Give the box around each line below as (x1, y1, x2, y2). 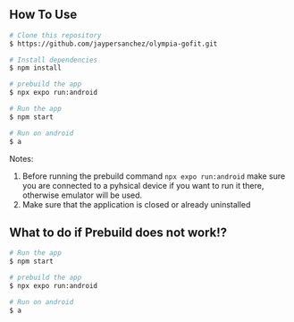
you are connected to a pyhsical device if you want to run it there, (21, 180, 265, 191)
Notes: (9, 153, 34, 164)
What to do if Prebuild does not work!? (9, 225, 228, 240)
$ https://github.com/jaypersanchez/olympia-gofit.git (9, 39, 218, 48)
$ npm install (9, 64, 63, 72)
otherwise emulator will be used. (21, 190, 143, 200)
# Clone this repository (9, 30, 102, 39)
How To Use (9, 7, 78, 22)
